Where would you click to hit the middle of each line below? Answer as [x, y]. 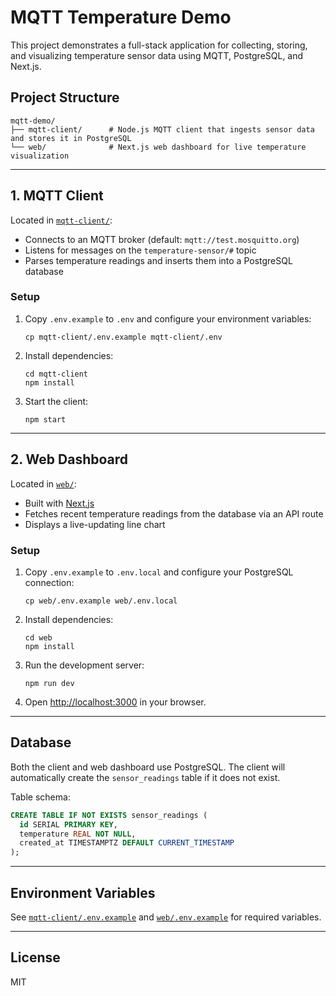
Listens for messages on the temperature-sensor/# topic [140, 250]
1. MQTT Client [57, 196]
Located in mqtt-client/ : [61, 220]
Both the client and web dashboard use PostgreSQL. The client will [148, 767]
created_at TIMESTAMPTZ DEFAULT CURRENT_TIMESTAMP [127, 843]
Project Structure [65, 97]
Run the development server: [84, 665]
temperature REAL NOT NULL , [78, 834]
